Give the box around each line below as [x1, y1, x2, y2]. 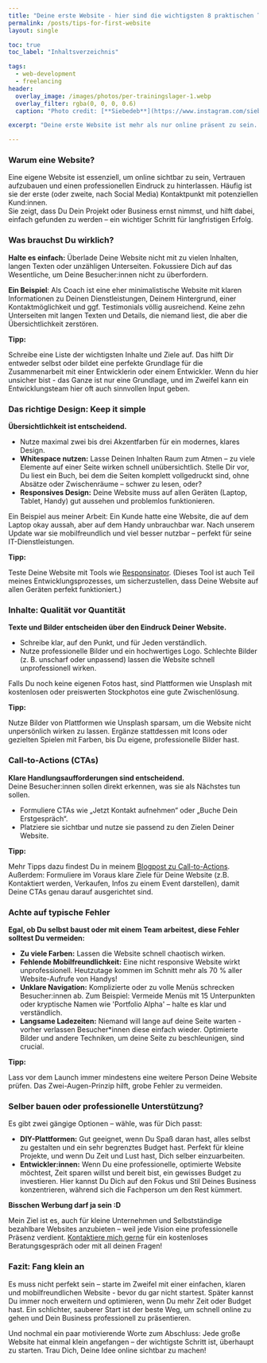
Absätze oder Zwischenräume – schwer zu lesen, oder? [19, 479, 203, 489]
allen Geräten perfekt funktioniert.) [8, 585, 122, 594]
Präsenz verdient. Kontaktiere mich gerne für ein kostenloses [8, 1233, 208, 1242]
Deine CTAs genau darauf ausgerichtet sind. [8, 886, 153, 896]
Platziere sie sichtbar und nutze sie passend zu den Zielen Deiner [19, 822, 234, 831]
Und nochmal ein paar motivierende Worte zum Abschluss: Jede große [8, 1328, 241, 1338]
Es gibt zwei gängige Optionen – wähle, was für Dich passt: [8, 1119, 203, 1128]
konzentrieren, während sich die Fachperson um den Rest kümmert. [19, 1185, 242, 1194]
